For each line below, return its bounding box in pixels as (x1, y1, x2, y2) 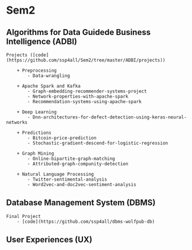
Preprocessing (21, 68, 57, 73)
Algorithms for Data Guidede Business (6, 27, 151, 37)
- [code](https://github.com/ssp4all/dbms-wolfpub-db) (17, 219, 155, 225)
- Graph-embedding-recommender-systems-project (27, 88, 147, 94)
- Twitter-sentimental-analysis (27, 177, 108, 182)
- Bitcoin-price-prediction (27, 135, 97, 141)
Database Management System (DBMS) (6, 198, 156, 208)
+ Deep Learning (17, 109, 57, 115)
